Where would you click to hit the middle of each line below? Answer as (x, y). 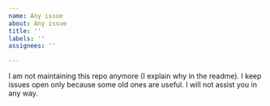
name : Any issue (36, 16)
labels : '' (27, 38)
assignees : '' (32, 46)
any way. (24, 93)
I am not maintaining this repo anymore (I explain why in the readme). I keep (135, 76)
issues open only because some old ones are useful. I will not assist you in (133, 85)
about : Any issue (38, 23)
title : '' (25, 31)
